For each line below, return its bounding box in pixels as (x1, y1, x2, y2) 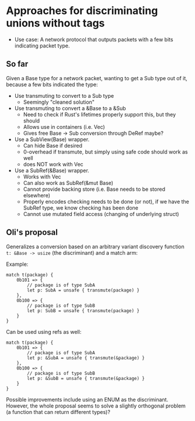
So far (6, 59, 29, 69)
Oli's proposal (6, 227, 58, 238)
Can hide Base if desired (23, 142, 83, 149)
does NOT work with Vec (23, 160, 83, 167)
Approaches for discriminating (6, 4, 158, 18)
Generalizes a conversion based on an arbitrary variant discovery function (6, 243, 185, 250)
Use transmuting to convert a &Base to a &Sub (14, 104, 127, 112)
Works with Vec (23, 173, 61, 180)
